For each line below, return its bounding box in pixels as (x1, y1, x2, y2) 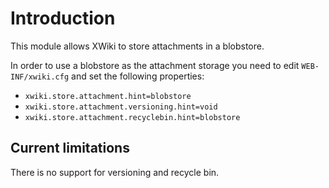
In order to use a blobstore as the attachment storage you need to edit (10, 59, 300, 71)
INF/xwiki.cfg (10, 72, 70, 82)
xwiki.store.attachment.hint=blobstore (24, 91, 192, 101)
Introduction (10, 7, 116, 30)
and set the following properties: (71, 70, 205, 82)
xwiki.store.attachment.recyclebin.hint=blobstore (24, 112, 241, 122)
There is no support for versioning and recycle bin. (10, 166, 220, 178)
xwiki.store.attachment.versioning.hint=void (24, 102, 218, 112)
